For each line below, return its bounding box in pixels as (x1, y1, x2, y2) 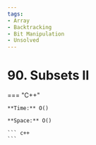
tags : (7, 10, 23, 18)
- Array (7, 17, 30, 24)
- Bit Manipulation (7, 30, 65, 38)
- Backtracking (7, 23, 52, 31)
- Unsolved (7, 37, 40, 44)
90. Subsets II (7, 68, 90, 84)
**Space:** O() (7, 117, 52, 124)
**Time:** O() (7, 104, 49, 112)
